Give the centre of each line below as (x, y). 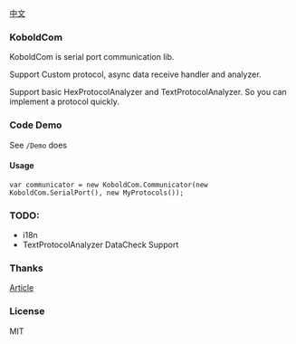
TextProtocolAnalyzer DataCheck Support (100, 245)
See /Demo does (38, 145)
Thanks (26, 268)
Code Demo (36, 125)
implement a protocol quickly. (65, 101)
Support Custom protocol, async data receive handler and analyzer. (135, 74)
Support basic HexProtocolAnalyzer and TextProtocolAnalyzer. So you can (148, 92)
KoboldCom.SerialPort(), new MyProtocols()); (96, 193)
